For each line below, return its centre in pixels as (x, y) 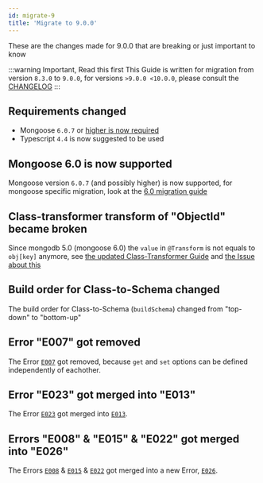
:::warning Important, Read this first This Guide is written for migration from (131, 69)
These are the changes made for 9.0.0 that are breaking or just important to (132, 45)
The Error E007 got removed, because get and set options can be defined (128, 361)
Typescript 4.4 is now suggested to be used (92, 139)
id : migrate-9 (32, 15)
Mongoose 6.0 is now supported (90, 164)
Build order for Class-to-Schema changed (114, 290)
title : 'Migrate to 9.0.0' (53, 23)
